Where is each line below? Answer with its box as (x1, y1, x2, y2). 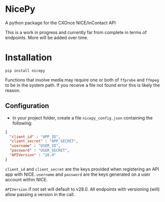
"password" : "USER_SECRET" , (9, 148, 70, 153)
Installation (5, 52, 52, 63)
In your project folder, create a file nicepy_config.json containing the (12, 115, 153, 121)
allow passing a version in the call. (5, 191, 75, 197)
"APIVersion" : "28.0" (9, 153, 56, 158)
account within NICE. (5, 176, 48, 182)
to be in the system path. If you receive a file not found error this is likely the (5, 82, 160, 88)
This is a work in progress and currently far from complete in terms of (5, 29, 147, 35)
